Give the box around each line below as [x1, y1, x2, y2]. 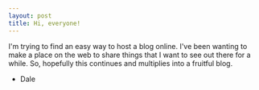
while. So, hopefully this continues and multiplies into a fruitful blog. [8, 58, 233, 68]
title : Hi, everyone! [8, 19, 81, 27]
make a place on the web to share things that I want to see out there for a [8, 50, 251, 59]
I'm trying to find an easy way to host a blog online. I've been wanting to [8, 41, 248, 51]
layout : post [8, 11, 52, 20]
